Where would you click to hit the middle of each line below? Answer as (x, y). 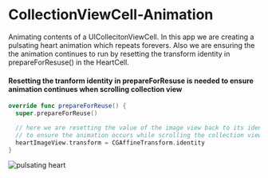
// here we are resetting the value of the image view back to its (130, 128)
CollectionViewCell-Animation (111, 15)
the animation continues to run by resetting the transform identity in (119, 53)
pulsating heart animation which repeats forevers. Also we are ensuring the (132, 45)
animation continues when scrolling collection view (95, 89)
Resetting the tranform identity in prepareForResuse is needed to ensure (131, 81)
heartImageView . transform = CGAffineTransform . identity (110, 142)
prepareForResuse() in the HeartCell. (69, 62)
